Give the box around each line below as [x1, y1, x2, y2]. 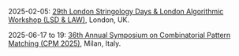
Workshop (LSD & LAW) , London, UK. [8, 15, 130, 24]
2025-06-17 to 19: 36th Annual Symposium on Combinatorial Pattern [8, 31, 231, 39]
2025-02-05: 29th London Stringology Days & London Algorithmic [8, 7, 224, 16]
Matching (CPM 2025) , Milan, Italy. [8, 39, 121, 48]
